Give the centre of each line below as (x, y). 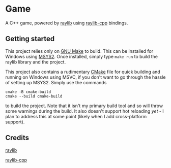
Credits (17, 138)
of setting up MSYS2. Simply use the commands (56, 82)
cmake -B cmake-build (28, 92)
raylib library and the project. (36, 62)
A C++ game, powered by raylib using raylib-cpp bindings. (67, 23)
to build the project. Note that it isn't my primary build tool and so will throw (84, 106)
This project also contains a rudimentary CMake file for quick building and (83, 72)
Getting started (30, 39)
